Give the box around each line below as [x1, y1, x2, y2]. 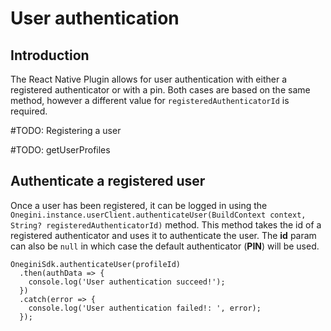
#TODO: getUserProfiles [10, 144, 111, 156]
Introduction [10, 47, 90, 64]
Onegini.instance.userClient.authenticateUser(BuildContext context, [10, 210, 307, 220]
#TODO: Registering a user [10, 125, 122, 136]
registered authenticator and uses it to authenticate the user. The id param [10, 229, 317, 241]
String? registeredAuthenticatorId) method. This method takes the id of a [10, 218, 322, 231]
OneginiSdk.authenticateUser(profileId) [10, 259, 182, 269]
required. [10, 105, 48, 117]
